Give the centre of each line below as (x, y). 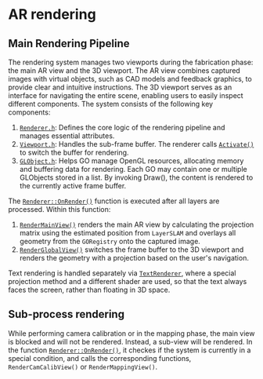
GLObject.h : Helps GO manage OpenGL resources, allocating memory (131, 161)
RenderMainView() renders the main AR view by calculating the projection (137, 224)
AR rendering (52, 15)
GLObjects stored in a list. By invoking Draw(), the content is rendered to (136, 177)
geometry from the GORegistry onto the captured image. (110, 241)
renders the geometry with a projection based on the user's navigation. (134, 258)
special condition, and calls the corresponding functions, (100, 358)
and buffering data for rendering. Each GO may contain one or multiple (133, 169)
